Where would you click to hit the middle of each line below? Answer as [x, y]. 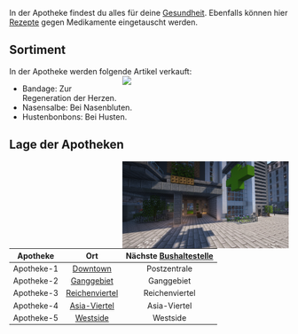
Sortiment [38, 50]
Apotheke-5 [36, 317]
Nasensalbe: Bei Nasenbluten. [77, 107]
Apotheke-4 [36, 306]
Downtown [92, 268]
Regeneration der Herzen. [69, 97]
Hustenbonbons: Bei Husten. [74, 117]
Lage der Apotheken [67, 145]
